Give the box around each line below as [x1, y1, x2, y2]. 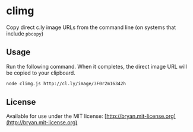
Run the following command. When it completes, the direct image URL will [6, 63, 187, 70]
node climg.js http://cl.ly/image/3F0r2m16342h [6, 81, 126, 86]
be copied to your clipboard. [6, 69, 75, 76]
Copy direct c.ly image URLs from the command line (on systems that [6, 24, 176, 31]
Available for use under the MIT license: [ [6, 112, 107, 120]
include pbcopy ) [6, 30, 44, 37]
